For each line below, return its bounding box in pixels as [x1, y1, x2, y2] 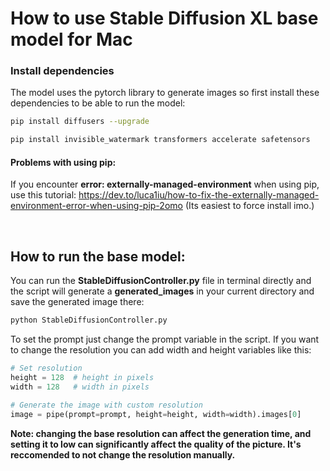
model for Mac [10, 28, 133, 51]
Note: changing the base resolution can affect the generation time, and [10, 427, 312, 439]
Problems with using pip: [10, 156, 117, 168]
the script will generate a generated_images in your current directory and [10, 285, 315, 297]
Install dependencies [10, 64, 115, 78]
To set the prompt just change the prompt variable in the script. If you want [10, 333, 320, 346]
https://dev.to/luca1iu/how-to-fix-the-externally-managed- [78, 189, 320, 201]
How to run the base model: [10, 248, 186, 265]
